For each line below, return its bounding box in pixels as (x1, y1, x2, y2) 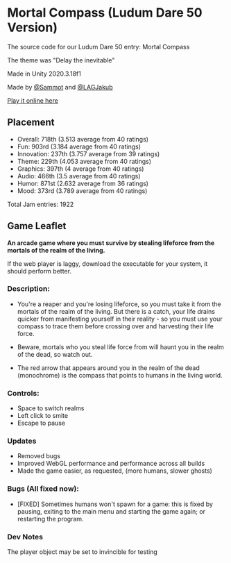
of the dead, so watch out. (17, 350, 93, 358)
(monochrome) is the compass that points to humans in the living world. (17, 371, 223, 379)
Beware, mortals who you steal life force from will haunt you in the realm (17, 342, 224, 351)
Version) (7, 19, 58, 35)
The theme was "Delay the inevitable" (7, 56, 115, 64)
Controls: (7, 388, 40, 398)
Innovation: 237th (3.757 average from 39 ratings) (17, 149, 160, 158)
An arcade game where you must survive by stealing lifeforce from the (7, 238, 215, 247)
